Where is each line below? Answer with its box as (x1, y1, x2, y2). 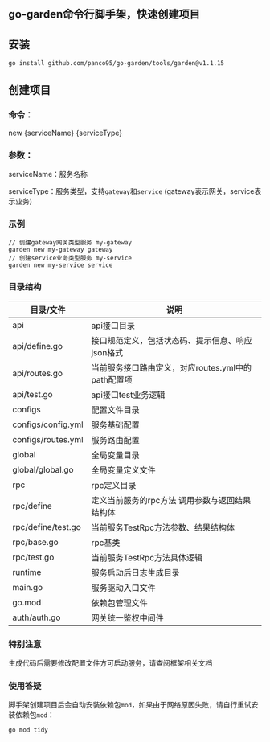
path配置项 (91, 374, 133, 385)
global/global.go (12, 464, 74, 475)
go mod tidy (8, 726, 48, 734)
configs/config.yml (12, 419, 84, 430)
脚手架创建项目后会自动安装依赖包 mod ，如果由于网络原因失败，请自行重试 (8, 700, 252, 710)
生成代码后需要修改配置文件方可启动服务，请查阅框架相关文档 (8, 658, 213, 668)
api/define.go (12, 340, 63, 351)
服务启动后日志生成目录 (91, 567, 180, 578)
